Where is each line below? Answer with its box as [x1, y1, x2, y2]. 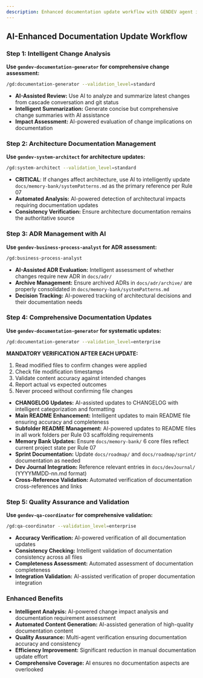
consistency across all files [14, 553, 83, 561]
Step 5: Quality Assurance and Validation [6, 498, 130, 506]
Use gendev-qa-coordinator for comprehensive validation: [6, 512, 153, 518]
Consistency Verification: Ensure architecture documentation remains [14, 208, 192, 216]
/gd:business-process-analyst [6, 255, 83, 261]
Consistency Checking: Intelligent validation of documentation [14, 547, 172, 554]
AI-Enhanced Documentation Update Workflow [6, 31, 188, 42]
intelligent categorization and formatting [14, 405, 115, 412]
